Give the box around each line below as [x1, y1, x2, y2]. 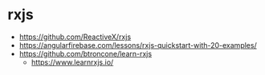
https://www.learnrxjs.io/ [31, 57, 114, 67]
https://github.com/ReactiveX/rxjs [18, 32, 132, 41]
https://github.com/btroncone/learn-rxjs [18, 49, 153, 58]
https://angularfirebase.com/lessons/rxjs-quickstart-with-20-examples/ [18, 40, 258, 49]
